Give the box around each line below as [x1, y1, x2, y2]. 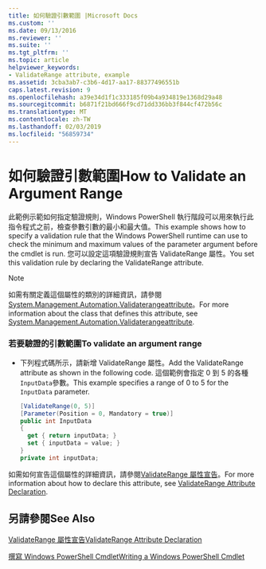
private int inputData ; [19, 453, 100, 462]
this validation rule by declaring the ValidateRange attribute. [8, 257, 205, 267]
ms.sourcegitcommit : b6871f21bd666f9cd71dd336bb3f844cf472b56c [8, 100, 223, 108]
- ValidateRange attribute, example [8, 71, 130, 79]
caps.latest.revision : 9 [8, 85, 91, 94]
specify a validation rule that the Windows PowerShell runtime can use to [8, 230, 248, 240]
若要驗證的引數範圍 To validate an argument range [8, 338, 202, 349]
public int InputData [19, 417, 92, 425]
